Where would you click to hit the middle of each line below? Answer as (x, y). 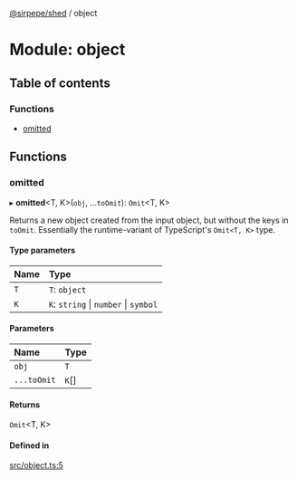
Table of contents (60, 83)
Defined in (29, 445)
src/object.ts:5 (36, 465)
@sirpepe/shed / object (53, 13)
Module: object (67, 50)
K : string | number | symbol (103, 304)
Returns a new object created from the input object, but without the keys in (149, 220)
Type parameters (43, 250)
